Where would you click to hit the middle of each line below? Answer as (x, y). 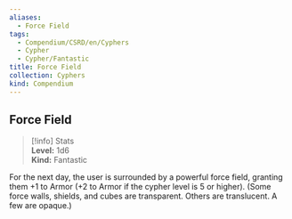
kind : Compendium (41, 84)
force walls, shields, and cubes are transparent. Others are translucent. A (143, 196)
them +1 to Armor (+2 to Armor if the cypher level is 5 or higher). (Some (140, 187)
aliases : (25, 17)
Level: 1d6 (50, 150)
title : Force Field (45, 68)
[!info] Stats (53, 141)
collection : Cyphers (48, 76)
